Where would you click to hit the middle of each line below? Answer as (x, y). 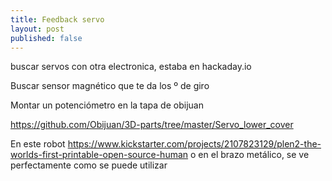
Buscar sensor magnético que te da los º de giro (110, 86)
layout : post (37, 29)
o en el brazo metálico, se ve (250, 155)
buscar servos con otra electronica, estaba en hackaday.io (131, 67)
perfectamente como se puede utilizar (89, 165)
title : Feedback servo (57, 19)
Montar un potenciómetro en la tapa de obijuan (107, 105)
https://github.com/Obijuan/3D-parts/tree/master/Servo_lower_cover (152, 125)
